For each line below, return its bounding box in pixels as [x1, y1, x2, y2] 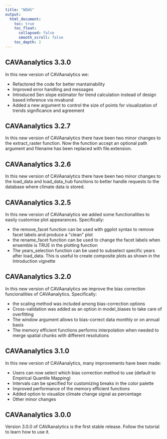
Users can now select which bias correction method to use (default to [12, 369, 156, 376]
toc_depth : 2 [14, 40, 41, 45]
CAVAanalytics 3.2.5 [5, 198, 71, 207]
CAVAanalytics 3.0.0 [5, 411, 71, 419]
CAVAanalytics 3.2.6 [5, 160, 71, 168]
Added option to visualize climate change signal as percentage [12, 391, 142, 397]
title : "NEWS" [5, 7, 35, 12]
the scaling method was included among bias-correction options [12, 301, 146, 307]
